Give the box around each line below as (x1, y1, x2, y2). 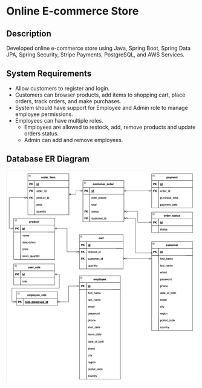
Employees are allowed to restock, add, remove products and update (24, 123, 196, 131)
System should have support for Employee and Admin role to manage (15, 104, 189, 111)
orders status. (24, 129, 59, 137)
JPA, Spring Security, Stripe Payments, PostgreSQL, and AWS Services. (6, 51, 185, 58)
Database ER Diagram (6, 154, 90, 165)
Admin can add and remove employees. (24, 136, 123, 143)
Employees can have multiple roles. (15, 117, 104, 124)
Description (6, 29, 51, 39)
